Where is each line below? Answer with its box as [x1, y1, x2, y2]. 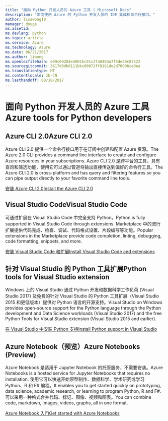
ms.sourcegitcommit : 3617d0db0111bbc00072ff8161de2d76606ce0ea [5, 64, 141, 69]
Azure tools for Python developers [5, 112, 152, 124]
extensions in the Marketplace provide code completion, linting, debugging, [5, 232, 162, 238]
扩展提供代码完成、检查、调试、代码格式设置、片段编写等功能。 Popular [5, 227, 153, 233]
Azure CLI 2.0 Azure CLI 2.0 [5, 132, 93, 141]
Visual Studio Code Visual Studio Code [5, 200, 127, 209]
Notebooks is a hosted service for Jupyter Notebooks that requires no [5, 370, 150, 376]
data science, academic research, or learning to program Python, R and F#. [5, 388, 161, 394]
